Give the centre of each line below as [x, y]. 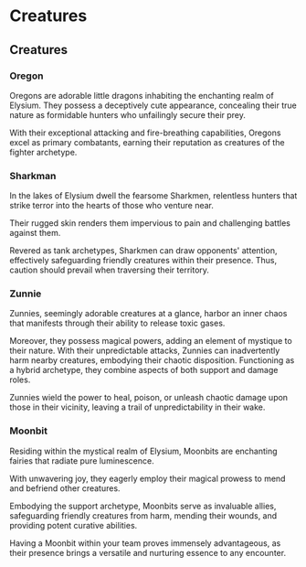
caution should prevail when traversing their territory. [110, 270]
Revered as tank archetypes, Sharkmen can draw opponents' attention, [143, 251]
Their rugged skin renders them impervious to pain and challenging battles [150, 223]
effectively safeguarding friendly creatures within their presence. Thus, [143, 261]
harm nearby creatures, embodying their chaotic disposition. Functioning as [152, 360]
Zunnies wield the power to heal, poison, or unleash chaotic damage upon [149, 398]
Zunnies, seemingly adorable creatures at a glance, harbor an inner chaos [148, 314]
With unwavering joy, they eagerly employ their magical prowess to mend [148, 478]
